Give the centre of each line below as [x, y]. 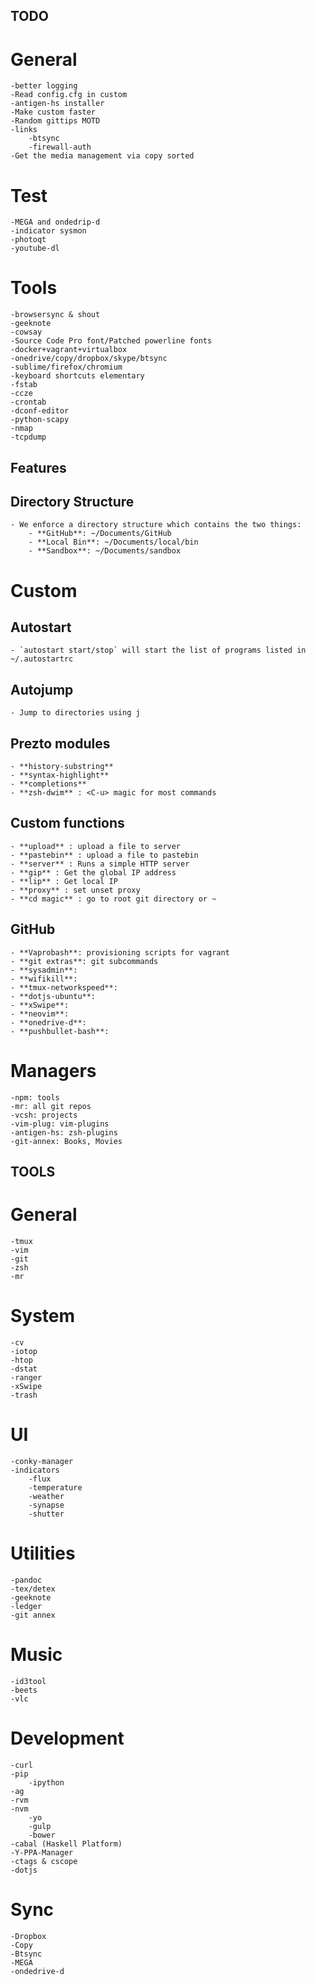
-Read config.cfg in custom [69, 95]
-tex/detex [33, 1589]
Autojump [42, 689]
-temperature [55, 1487]
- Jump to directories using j [75, 713]
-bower [42, 1835]
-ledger [26, 1606]
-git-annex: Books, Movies [66, 1141]
